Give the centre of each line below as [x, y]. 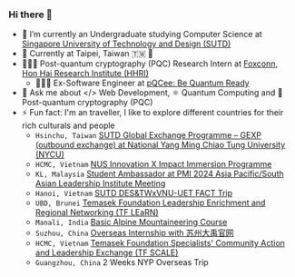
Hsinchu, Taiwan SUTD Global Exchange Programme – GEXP [148, 135]
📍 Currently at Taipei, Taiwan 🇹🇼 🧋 [87, 54]
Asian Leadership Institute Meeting [100, 183]
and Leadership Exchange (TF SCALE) [107, 252]
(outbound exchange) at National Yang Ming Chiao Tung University [160, 145]
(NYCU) [50, 154]
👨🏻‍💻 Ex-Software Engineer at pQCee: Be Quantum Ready [143, 83]
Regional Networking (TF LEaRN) [97, 213]
